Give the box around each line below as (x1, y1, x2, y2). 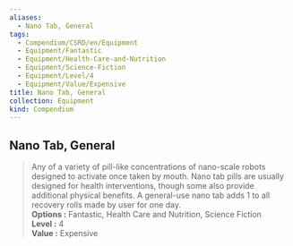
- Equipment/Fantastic (17, 47, 102, 55)
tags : (9, 30, 30, 38)
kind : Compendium (9, 105, 74, 114)
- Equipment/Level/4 (17, 72, 94, 81)
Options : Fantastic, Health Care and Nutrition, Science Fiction (30, 209, 263, 220)
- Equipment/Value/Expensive (17, 80, 126, 89)
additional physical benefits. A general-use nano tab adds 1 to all (30, 190, 271, 201)
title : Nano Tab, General (9, 88, 106, 97)
